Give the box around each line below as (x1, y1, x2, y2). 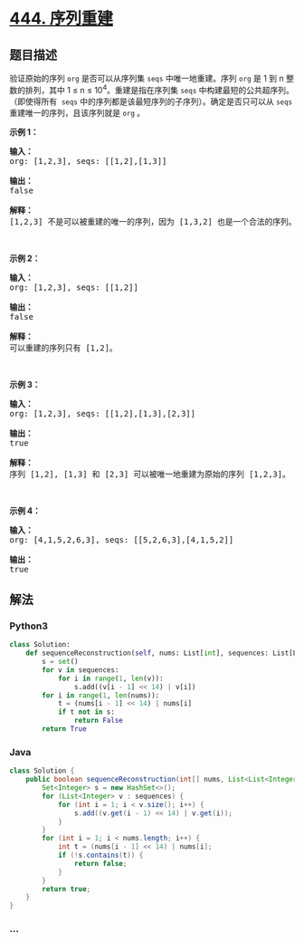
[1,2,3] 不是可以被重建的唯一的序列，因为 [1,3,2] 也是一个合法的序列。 (9, 216, 297, 226)
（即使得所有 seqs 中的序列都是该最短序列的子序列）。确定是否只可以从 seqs (9, 96, 293, 107)
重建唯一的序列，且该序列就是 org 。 (9, 107, 146, 118)
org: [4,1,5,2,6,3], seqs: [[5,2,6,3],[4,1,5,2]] (9, 534, 234, 544)
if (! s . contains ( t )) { (57, 851, 144, 860)
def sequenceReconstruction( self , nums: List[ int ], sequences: (25, 649, 270, 658)
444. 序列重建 (9, 8, 113, 29)
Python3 (9, 620, 48, 632)
